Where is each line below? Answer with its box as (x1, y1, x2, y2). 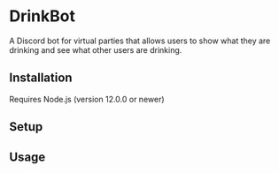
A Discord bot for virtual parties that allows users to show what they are (9, 35, 271, 46)
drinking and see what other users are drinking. (9, 44, 182, 55)
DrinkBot (9, 6, 75, 26)
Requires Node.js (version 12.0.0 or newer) (9, 94, 166, 104)
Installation (9, 71, 73, 86)
